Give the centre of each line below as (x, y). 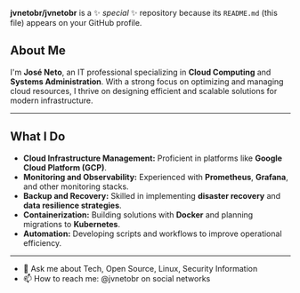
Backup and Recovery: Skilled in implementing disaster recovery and (152, 195)
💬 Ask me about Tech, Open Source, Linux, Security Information (140, 268)
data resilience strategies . (73, 205)
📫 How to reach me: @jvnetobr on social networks (117, 278)
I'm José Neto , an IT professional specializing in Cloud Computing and (141, 72)
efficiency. (42, 242)
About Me (38, 51)
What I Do (38, 137)
